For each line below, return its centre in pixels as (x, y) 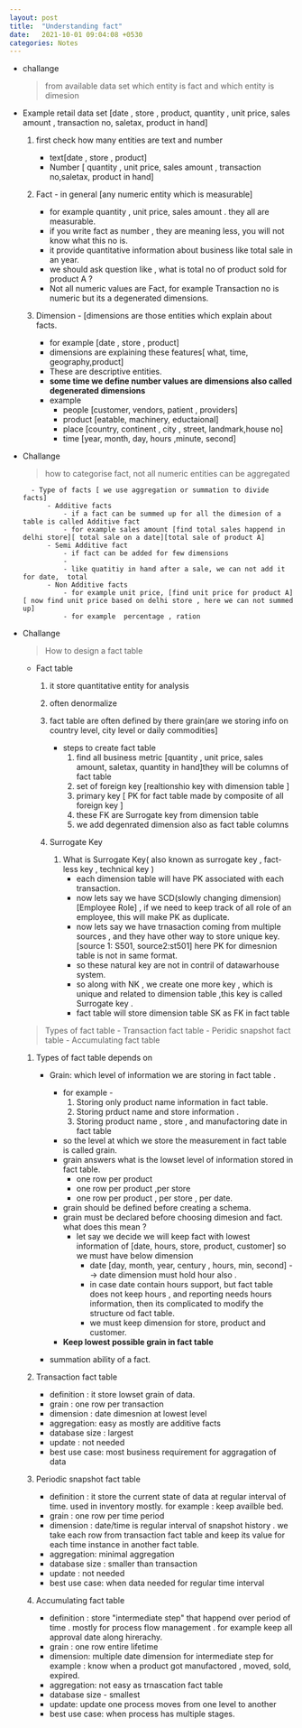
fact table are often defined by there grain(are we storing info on (169, 721)
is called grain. (90, 1150)
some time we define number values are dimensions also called (171, 381)
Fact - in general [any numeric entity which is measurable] (144, 194)
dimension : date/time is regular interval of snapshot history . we (169, 1526)
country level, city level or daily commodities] (133, 730)
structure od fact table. (133, 1314)
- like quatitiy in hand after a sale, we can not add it (174, 570)
